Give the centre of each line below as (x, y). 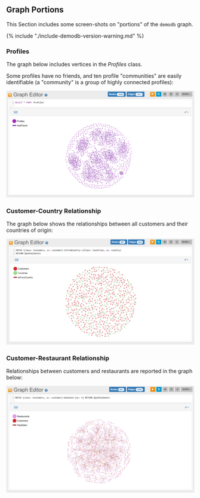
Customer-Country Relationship (54, 210)
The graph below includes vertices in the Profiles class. (74, 65)
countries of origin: (30, 230)
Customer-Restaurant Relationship (58, 358)
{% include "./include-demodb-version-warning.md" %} (75, 36)
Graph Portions (35, 10)
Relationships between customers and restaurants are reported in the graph (99, 371)
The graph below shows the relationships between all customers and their (97, 224)
